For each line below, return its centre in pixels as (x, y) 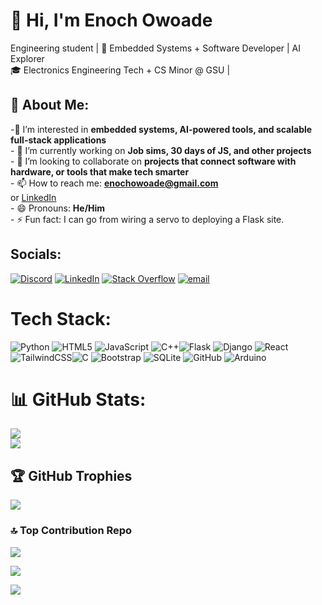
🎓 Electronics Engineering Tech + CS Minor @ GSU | (120, 70)
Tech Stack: (61, 318)
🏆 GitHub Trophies (71, 475)
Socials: (36, 254)
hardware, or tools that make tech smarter (100, 171)
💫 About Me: (50, 105)
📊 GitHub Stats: (78, 399)
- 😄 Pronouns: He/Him (58, 208)
